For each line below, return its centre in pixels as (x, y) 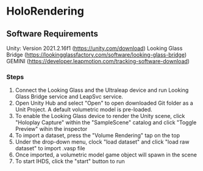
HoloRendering (45, 11)
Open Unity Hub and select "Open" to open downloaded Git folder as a (104, 103)
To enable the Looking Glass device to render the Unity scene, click (100, 116)
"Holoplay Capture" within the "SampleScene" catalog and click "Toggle (106, 122)
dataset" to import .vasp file (50, 148)
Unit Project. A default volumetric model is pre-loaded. (84, 110)
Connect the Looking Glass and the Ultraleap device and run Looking (102, 90)
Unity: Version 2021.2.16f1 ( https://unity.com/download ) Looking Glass (94, 48)
